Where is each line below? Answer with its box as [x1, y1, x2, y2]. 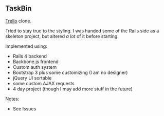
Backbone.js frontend [12, 59, 59, 65]
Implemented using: [5, 43, 47, 49]
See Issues [12, 105, 37, 112]
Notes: [5, 95, 20, 102]
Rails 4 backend [12, 53, 47, 59]
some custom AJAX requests [12, 80, 75, 86]
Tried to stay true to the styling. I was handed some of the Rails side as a [5, 28, 159, 34]
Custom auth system [12, 64, 57, 70]
